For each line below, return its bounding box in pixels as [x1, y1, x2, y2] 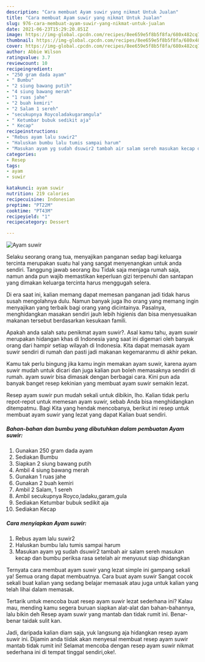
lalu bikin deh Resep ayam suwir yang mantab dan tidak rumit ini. [6, 611, 170, 618]
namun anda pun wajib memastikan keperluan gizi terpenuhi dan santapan [6, 273, 193, 280]
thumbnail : [6, 37, 34, 43]
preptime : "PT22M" [6, 202, 53, 208]
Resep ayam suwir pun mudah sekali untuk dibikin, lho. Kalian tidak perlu [6, 392, 189, 399]
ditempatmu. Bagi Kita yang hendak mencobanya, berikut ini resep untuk [6, 404, 189, 412]
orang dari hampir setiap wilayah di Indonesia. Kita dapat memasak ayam [6, 342, 190, 349]
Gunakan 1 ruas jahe [15, 473, 67, 480]
